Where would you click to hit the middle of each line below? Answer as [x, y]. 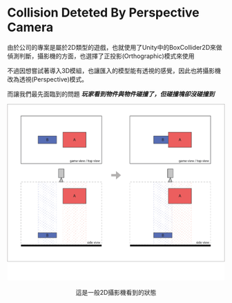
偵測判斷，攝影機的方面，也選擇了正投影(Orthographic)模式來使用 [101, 56]
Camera [30, 27]
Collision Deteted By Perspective [103, 13]
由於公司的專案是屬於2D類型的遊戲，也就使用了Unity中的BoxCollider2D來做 [115, 47]
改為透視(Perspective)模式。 [48, 79]
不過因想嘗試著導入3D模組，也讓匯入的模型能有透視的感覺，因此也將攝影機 [114, 70]
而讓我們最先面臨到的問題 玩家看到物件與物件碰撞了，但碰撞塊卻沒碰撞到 [111, 94]
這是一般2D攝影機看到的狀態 [116, 292]
